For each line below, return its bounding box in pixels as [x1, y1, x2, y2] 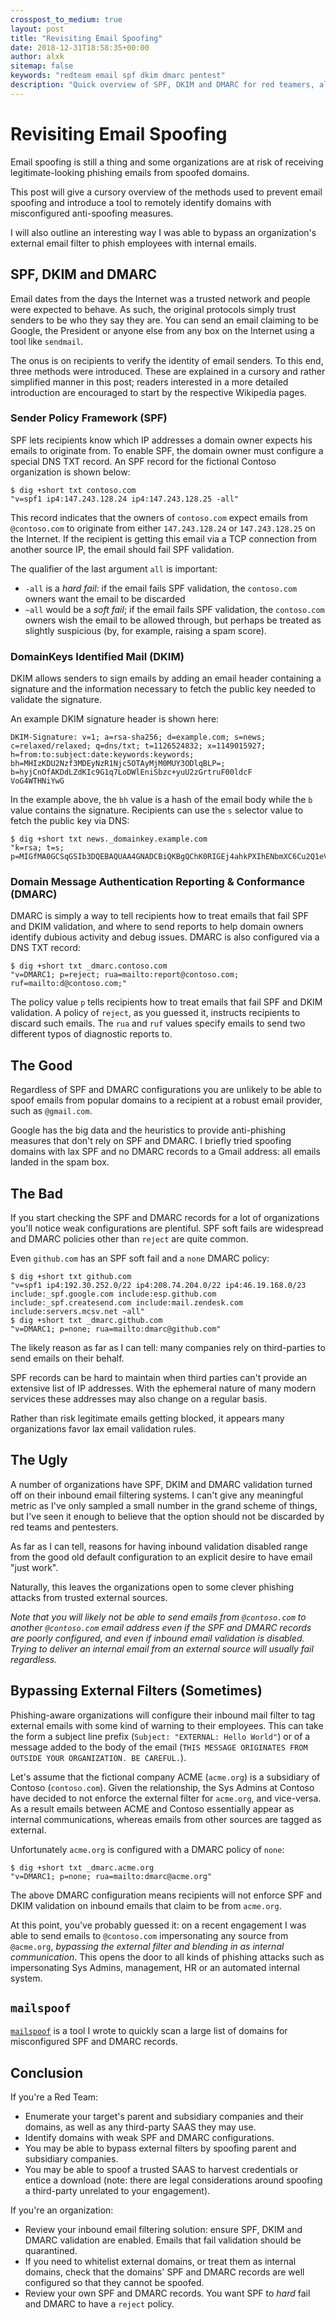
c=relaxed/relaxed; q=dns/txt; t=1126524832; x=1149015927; [10, 741, 267, 751]
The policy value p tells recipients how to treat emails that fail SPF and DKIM [10, 996, 323, 1008]
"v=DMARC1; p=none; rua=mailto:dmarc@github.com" [10, 1324, 222, 1335]
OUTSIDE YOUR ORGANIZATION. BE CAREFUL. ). [10, 1751, 187, 1763]
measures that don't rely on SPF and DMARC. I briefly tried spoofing [10, 1135, 292, 1147]
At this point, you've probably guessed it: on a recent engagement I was [10, 1919, 307, 1931]
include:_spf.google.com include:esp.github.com [10, 1289, 217, 1300]
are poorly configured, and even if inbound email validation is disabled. [10, 1632, 305, 1644]
